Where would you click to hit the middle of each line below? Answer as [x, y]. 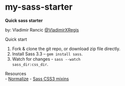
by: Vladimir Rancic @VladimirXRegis [42, 30]
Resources [16, 73]
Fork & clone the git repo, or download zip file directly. [66, 49]
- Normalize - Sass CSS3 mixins [37, 79]
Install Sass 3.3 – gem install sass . [47, 54]
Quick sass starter [24, 20]
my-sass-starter [39, 7]
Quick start [16, 39]
